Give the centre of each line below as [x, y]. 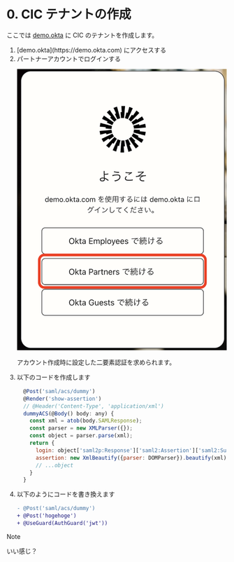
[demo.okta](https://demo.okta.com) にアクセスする [92, 50]
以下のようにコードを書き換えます [66, 494]
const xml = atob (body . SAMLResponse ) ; [86, 421]
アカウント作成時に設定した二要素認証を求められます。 [96, 362]
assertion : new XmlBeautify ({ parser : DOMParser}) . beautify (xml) [131, 458]
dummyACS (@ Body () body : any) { [69, 413]
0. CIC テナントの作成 [69, 14]
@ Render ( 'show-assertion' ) [63, 399]
